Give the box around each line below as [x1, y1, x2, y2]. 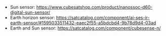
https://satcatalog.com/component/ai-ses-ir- [56, 15, 150, 20]
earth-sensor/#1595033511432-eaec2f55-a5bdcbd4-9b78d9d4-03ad [10, 20, 156, 26]
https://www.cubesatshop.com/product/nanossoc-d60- [36, 4, 153, 10]
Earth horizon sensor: [10, 15, 55, 20]
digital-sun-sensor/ [10, 9, 51, 15]
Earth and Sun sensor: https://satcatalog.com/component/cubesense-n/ [10, 25, 161, 31]
